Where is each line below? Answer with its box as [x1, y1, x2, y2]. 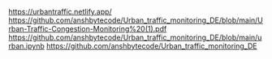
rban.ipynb [8, 41, 45, 51]
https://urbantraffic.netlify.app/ [8, 7, 112, 16]
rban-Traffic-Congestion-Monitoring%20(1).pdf [8, 24, 167, 33]
